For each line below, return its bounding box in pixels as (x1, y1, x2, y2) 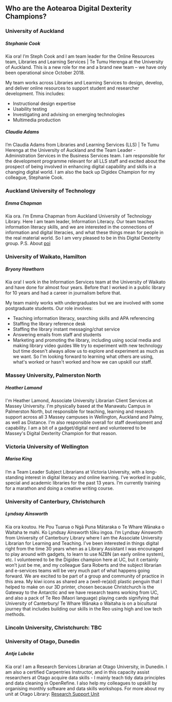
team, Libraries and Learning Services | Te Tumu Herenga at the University (5, 59, 163, 65)
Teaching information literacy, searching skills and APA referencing (12, 315, 155, 321)
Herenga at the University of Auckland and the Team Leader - (5, 147, 136, 153)
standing (5, 474, 24, 480)
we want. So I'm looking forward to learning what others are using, (12, 353, 154, 359)
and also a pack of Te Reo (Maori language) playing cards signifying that (5, 595, 159, 601)
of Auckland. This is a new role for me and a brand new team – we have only (5, 64, 167, 70)
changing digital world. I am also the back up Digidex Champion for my (5, 169, 155, 175)
